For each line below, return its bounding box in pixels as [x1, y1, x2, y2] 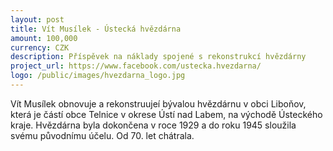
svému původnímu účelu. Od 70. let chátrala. [10, 129, 195, 141]
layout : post [10, 14, 65, 25]
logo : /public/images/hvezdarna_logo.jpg [10, 71, 186, 81]
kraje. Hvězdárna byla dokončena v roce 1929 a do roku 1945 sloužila [10, 119, 297, 131]
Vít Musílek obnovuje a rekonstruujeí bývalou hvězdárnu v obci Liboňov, [10, 97, 307, 110]
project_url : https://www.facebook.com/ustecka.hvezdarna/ [10, 61, 262, 71]
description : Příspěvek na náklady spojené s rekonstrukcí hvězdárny [10, 52, 307, 62]
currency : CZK [10, 42, 70, 53]
